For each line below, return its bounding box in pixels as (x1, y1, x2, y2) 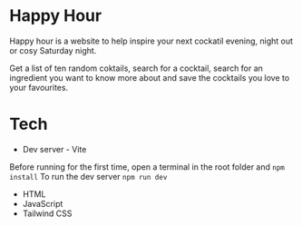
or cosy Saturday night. (9, 44, 97, 55)
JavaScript (22, 198, 63, 209)
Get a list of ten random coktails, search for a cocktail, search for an (9, 63, 263, 74)
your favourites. (9, 82, 69, 93)
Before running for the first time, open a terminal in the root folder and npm (9, 161, 286, 172)
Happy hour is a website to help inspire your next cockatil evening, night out (9, 35, 293, 46)
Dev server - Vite (22, 143, 87, 154)
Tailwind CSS (22, 208, 73, 219)
